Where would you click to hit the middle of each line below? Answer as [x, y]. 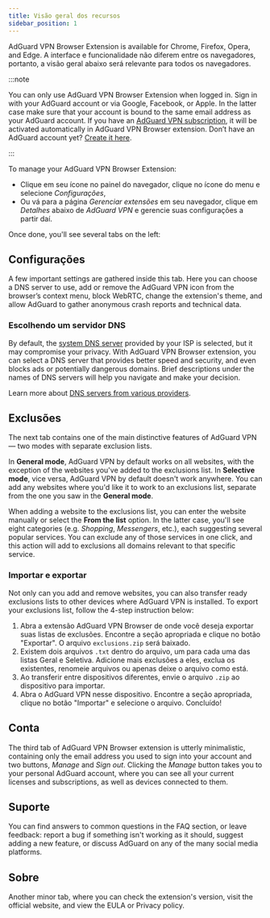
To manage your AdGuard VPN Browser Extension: [93, 168]
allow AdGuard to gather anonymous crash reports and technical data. [125, 305]
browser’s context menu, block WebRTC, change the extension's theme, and [135, 296]
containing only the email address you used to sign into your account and [130, 756]
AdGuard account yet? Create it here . [70, 137]
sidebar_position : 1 [43, 23]
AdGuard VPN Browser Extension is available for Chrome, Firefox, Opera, [129, 46]
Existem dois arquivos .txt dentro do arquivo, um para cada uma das [135, 651]
